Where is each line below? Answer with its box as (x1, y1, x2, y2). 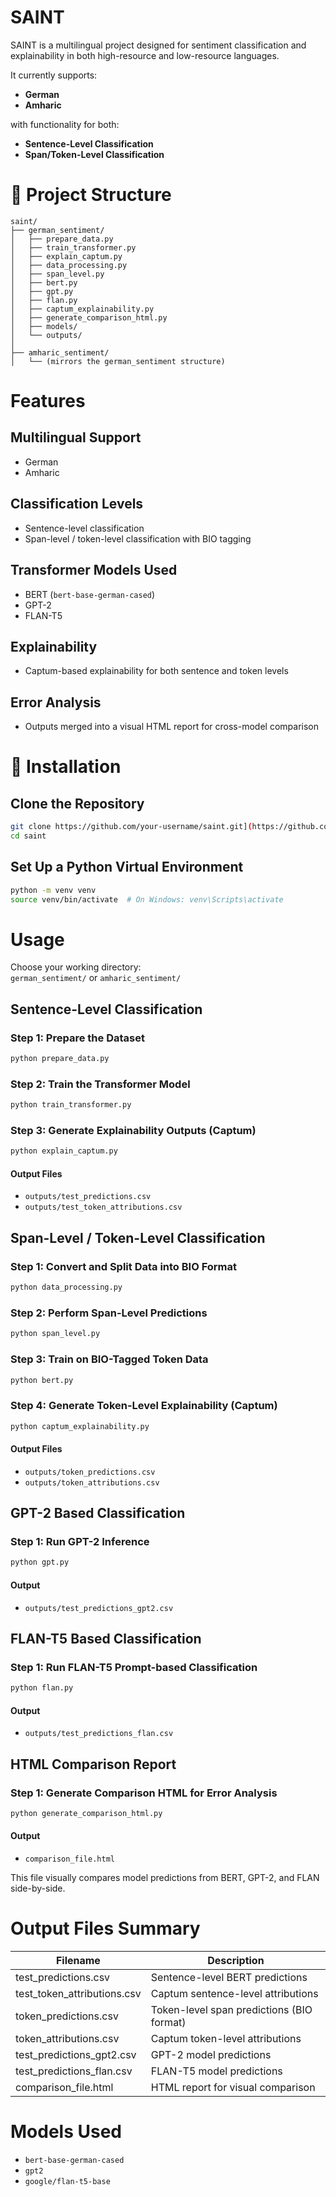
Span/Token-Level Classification (24, 148, 165, 160)
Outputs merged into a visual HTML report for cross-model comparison (24, 721, 319, 733)
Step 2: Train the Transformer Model (10, 1077, 191, 1091)
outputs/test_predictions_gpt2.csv (24, 1603, 174, 1613)
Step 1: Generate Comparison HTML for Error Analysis (10, 1786, 278, 1800)
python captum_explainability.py (10, 1421, 150, 1431)
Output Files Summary (10, 1917, 201, 1940)
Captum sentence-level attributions (150, 1987, 319, 2000)
